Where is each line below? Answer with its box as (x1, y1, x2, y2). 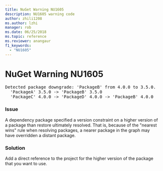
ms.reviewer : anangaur (5, 39, 51, 44)
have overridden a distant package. (5, 132, 76, 138)
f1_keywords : (5, 43, 32, 48)
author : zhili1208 (5, 16, 42, 21)
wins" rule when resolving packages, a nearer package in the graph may (5, 127, 150, 133)
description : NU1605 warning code (5, 12, 75, 16)
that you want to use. (5, 161, 48, 167)
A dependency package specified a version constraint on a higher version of (5, 117, 158, 123)
